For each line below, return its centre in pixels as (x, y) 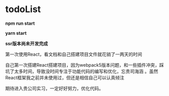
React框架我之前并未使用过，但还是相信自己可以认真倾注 (65, 77)
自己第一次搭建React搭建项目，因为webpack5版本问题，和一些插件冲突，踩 (85, 65)
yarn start (16, 33)
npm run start (20, 23)
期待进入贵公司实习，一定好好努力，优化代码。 (54, 88)
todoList (23, 9)
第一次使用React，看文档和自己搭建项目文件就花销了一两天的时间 (74, 54)
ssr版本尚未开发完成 (27, 43)
